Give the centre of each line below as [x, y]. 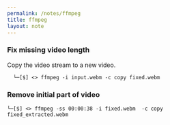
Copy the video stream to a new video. [61, 65]
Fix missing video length [48, 50]
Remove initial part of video [54, 94]
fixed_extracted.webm [38, 114]
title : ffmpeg [27, 20]
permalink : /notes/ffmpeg [44, 13]
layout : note [26, 26]
